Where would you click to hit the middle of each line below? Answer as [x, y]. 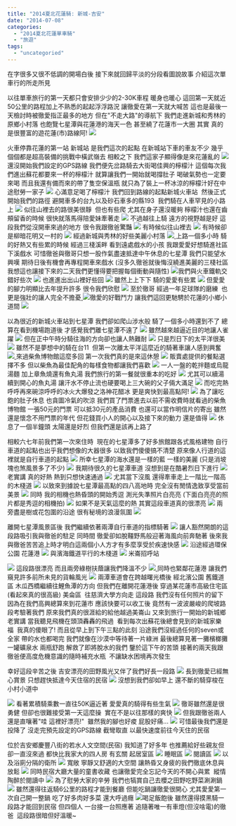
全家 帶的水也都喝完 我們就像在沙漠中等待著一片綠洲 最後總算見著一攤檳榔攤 [118, 638]
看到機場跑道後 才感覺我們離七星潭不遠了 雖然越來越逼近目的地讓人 [121, 330]
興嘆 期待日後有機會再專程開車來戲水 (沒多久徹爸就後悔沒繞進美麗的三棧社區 [118, 262]
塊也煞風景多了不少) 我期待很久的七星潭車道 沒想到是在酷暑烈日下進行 [113, 468]
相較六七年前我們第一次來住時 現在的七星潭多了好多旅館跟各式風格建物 [111, 441]
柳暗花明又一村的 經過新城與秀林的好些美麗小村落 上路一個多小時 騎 [120, 236]
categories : [25, 27]
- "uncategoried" [39, 53]
